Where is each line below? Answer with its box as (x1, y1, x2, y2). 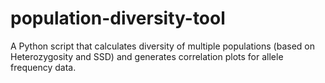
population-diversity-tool (10, 7, 226, 30)
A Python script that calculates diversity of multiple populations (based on (10, 40, 315, 52)
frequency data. (10, 61, 77, 73)
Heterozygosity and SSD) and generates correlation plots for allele (10, 50, 284, 62)
